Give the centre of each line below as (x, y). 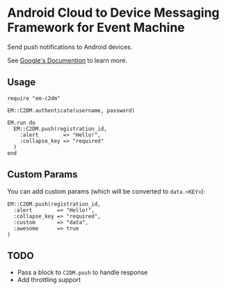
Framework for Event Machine (96, 27)
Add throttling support (49, 280)
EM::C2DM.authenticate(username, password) (71, 110)
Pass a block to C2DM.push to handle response (82, 272)
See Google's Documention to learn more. (67, 60)
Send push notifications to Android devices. (70, 47)
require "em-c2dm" (34, 98)
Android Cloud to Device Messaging (114, 13)
